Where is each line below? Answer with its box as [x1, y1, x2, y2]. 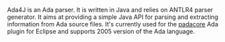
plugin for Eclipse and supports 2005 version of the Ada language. [7, 27, 196, 35]
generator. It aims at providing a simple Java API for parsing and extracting [7, 13, 219, 21]
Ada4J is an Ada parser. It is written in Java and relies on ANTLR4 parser [7, 6, 213, 14]
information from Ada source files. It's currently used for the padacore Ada [7, 20, 219, 28]
